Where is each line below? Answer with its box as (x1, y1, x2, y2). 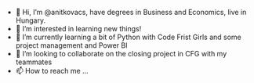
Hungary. (15, 16, 45, 25)
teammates (15, 57, 53, 67)
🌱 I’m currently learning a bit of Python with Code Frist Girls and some (15, 32, 241, 41)
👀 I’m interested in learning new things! (15, 24, 142, 33)
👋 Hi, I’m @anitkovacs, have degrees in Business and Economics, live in (15, 8, 247, 16)
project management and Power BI (15, 41, 128, 50)
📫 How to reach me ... (15, 67, 89, 75)
